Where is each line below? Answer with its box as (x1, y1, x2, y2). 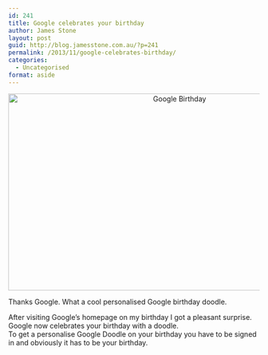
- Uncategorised (15, 64, 69, 72)
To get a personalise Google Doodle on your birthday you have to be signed (8, 329, 257, 339)
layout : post (8, 34, 52, 42)
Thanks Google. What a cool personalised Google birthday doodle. (8, 297, 227, 306)
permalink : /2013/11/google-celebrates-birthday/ (8, 49, 177, 57)
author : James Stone (8, 26, 77, 34)
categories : (8, 57, 48, 65)
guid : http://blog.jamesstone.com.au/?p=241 (8, 41, 159, 49)
